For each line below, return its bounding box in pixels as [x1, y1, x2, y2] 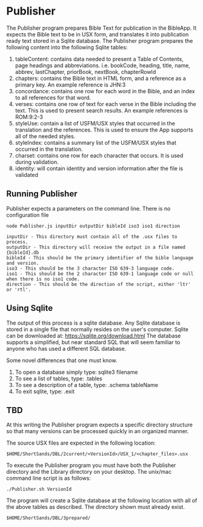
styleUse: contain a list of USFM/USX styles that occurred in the [15, 119, 176, 127]
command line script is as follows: [6, 474, 91, 482]
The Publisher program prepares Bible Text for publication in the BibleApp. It [6, 24, 197, 31]
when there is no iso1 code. [6, 276, 80, 282]
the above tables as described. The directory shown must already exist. [6, 503, 185, 511]
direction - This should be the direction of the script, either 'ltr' [6, 281, 191, 287]
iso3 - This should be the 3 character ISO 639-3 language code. [6, 265, 175, 271]
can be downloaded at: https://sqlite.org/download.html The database [6, 332, 181, 339]
